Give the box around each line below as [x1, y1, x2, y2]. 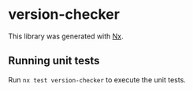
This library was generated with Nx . [8, 31, 124, 41]
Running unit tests [8, 54, 100, 67]
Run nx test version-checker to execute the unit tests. [8, 75, 187, 84]
